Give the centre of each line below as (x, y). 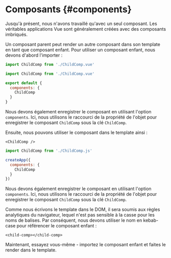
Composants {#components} (68, 9)
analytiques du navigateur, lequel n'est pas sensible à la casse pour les (80, 215)
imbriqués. (17, 34)
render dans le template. (31, 250)
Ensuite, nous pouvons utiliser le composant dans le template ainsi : (77, 133)
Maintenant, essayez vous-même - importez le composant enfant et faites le (86, 245)
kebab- (151, 220)
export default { (24, 83)
